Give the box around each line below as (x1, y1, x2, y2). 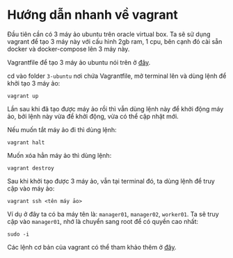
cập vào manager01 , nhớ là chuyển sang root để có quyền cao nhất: (7, 217, 199, 225)
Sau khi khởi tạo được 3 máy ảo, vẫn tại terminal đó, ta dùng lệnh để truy (7, 177, 216, 185)
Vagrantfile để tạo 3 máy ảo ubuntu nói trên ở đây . (7, 58, 151, 66)
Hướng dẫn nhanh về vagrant (7, 7, 179, 23)
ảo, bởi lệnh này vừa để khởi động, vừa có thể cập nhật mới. (7, 112, 179, 120)
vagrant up (7, 92, 39, 99)
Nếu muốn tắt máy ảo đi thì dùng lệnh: (7, 125, 117, 134)
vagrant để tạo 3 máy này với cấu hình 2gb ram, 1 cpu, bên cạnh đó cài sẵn (7, 37, 223, 45)
